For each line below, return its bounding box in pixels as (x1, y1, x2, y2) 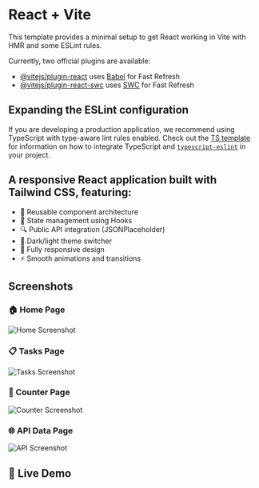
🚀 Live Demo (8, 466, 72, 480)
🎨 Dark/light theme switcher (19, 236, 113, 246)
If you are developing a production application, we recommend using (8, 124, 235, 134)
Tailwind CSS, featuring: (8, 186, 132, 199)
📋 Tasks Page (8, 346, 65, 357)
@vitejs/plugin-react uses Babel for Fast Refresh (19, 71, 181, 81)
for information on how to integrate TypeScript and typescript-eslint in (8, 142, 246, 151)
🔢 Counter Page (8, 386, 70, 398)
